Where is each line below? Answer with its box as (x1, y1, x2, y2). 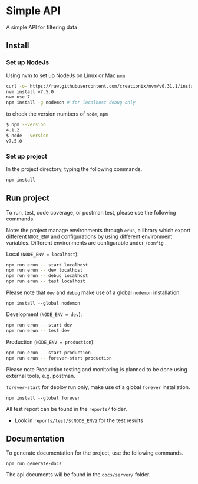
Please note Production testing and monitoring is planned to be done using (6, 366, 187, 373)
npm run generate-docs (6, 461, 62, 467)
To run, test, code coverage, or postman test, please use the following (6, 209, 176, 216)
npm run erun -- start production (6, 350, 91, 355)
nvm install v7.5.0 (6, 88, 54, 95)
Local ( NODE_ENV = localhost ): (6, 251, 80, 258)
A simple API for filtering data (6, 24, 78, 31)
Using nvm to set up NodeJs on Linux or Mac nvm (6, 72, 126, 79)
